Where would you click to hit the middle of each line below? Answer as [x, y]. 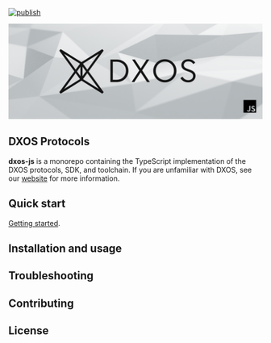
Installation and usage [65, 249]
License [29, 331]
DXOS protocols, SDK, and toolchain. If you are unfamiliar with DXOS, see [130, 169]
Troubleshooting [51, 276]
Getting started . [34, 223]
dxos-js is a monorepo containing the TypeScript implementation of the [127, 161]
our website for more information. [64, 178]
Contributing [41, 303]
